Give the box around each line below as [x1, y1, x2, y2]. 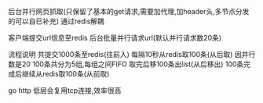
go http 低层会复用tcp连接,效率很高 [8, 86, 122, 95]
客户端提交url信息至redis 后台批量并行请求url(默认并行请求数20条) [8, 34, 222, 42]
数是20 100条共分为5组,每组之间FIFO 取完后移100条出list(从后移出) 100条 [8, 59, 244, 69]
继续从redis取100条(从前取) [21, 69, 110, 78]
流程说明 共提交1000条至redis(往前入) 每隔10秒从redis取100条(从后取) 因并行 [8, 50, 256, 59]
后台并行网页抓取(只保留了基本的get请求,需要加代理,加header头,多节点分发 [8, 7, 250, 16]
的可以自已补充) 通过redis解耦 [8, 16, 104, 26]
